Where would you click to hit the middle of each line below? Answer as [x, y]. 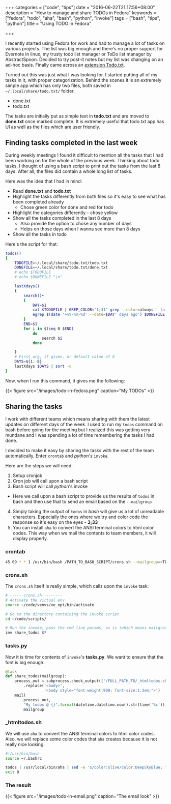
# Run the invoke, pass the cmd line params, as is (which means [76, 628]
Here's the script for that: [32, 244]
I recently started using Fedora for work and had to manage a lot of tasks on [85, 43]
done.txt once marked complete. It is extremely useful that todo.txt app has [85, 121]
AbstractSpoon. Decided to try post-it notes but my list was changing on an [84, 59]
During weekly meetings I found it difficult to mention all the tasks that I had [84, 155]
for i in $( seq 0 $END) [49, 329]
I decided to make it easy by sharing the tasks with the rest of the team [80, 450]
